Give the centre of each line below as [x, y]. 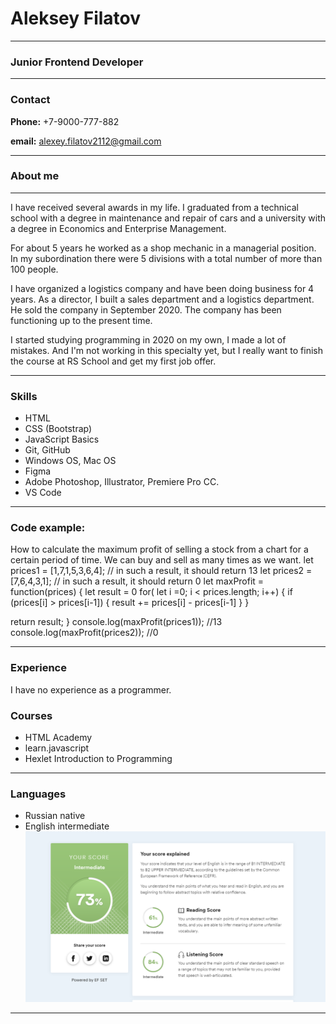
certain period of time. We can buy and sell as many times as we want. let [162, 560]
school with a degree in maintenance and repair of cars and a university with [168, 218]
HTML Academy [58, 738]
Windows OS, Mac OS [70, 461]
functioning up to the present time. [81, 320]
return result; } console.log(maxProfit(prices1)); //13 [116, 622]
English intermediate [67, 826]
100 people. [34, 269]
